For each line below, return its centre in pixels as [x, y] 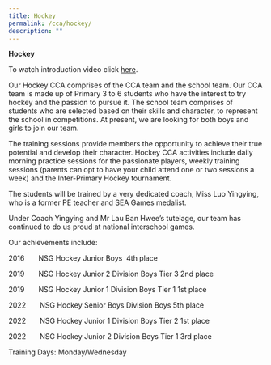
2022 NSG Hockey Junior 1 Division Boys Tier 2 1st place [109, 321]
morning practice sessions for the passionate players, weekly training [124, 161]
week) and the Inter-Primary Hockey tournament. [90, 178]
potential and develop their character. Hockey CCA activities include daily [131, 153]
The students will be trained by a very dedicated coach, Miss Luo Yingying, [133, 194]
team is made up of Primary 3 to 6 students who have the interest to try [127, 94]
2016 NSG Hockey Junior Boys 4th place [83, 258]
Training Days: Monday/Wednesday [68, 352]
